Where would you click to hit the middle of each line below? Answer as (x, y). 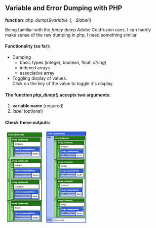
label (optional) (28, 111)
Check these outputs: (28, 122)
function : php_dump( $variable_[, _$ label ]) (48, 20)
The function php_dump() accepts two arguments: (58, 95)
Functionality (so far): (28, 46)
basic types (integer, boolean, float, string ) (63, 63)
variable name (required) (38, 106)
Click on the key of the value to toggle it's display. (63, 84)
